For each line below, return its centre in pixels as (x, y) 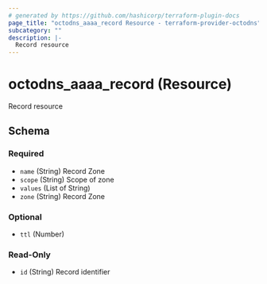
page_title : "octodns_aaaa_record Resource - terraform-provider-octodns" (135, 23)
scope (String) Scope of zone (67, 179)
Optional (25, 217)
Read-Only (30, 255)
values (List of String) (55, 188)
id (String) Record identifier (65, 272)
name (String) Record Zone (62, 171)
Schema (29, 131)
